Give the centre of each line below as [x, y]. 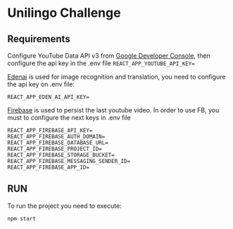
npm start [22, 218]
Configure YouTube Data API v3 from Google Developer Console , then [109, 55]
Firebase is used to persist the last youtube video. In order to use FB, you [113, 110]
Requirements [39, 39]
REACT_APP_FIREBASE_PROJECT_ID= [55, 149]
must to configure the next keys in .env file [69, 118]
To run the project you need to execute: [64, 206]
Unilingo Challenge [64, 13]
